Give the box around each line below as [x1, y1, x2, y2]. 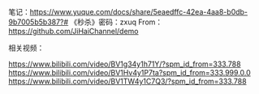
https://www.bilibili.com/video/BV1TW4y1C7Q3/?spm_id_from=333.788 [8, 76, 247, 86]
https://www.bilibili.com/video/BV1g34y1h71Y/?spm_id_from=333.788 [8, 59, 241, 69]
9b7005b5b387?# [8, 17, 69, 27]
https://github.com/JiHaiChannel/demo [8, 27, 140, 36]
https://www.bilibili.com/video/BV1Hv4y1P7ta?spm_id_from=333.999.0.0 [8, 68, 252, 77]
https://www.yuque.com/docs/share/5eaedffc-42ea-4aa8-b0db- [29, 7, 248, 16]
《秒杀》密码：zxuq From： [70, 17, 163, 27]
